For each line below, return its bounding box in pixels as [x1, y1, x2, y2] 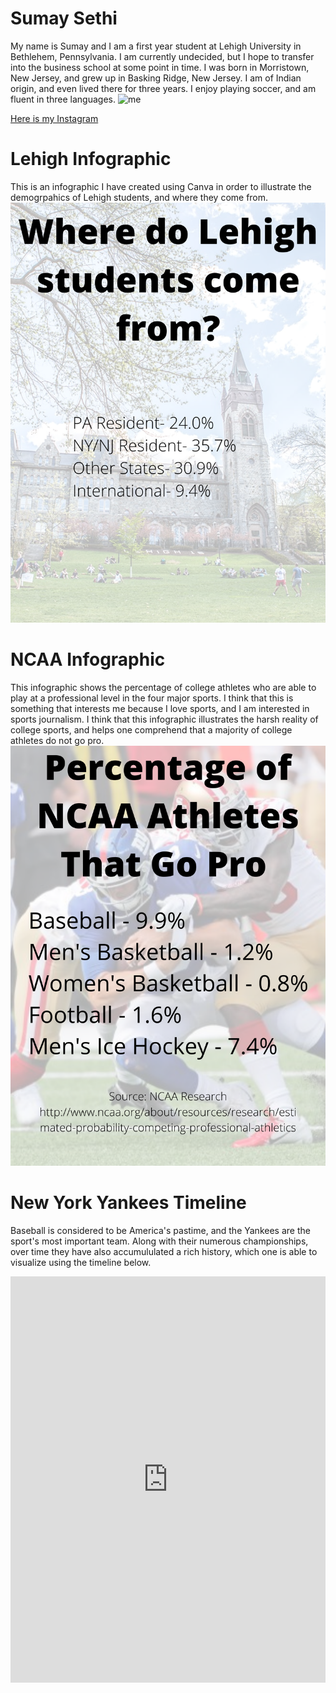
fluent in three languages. [10, 93, 116, 105]
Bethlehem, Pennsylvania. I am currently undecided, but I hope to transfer [10, 50, 315, 62]
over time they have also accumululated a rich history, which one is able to [10, 1245, 318, 1257]
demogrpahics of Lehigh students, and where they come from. [10, 191, 269, 203]
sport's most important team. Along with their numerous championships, [10, 1235, 309, 1247]
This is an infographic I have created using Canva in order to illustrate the [10, 180, 312, 192]
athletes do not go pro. [10, 734, 105, 746]
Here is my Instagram [10, 112, 99, 124]
